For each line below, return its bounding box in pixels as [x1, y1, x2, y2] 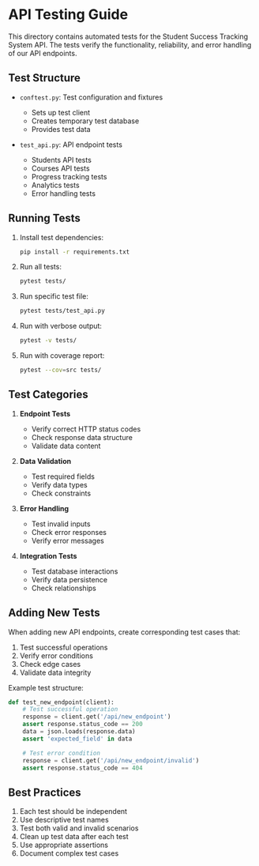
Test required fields [31, 472, 95, 481]
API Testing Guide [8, 6, 129, 24]
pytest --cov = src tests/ [19, 366, 102, 375]
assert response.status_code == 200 [22, 721, 144, 729]
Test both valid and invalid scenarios [19, 823, 139, 833]
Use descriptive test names [19, 815, 109, 825]
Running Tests [8, 212, 81, 225]
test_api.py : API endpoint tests [19, 140, 122, 149]
